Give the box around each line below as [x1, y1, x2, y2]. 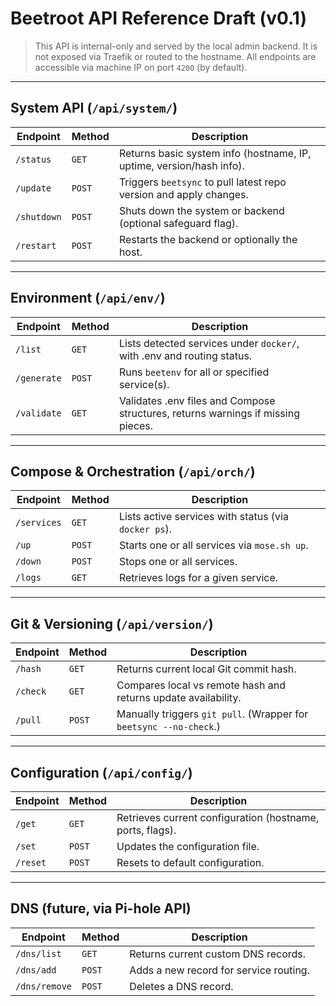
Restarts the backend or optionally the [118, 232, 298, 246]
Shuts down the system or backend [118, 203, 285, 217]
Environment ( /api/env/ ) [10, 290, 166, 307]
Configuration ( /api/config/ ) [10, 764, 193, 781]
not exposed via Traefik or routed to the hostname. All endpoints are [34, 50, 317, 62]
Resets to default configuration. [116, 856, 265, 869]
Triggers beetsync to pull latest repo [118, 175, 287, 189]
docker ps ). [118, 522, 173, 536]
